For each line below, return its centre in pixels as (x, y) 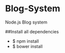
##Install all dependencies (32, 31)
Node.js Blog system (26, 22)
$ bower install (28, 46)
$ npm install (26, 41)
